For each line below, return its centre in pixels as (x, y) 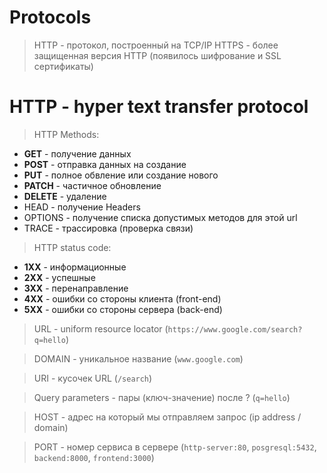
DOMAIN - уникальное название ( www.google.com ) (138, 358)
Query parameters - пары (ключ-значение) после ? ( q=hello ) (162, 397)
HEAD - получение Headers (82, 207)
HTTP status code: (72, 247)
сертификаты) (63, 66)
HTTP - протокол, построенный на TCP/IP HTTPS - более (156, 45)
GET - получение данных (77, 153)
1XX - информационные (75, 267)
